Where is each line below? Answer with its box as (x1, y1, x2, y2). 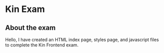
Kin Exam (5, 3, 45, 15)
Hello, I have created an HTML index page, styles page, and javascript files (5, 36, 159, 42)
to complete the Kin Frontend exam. (5, 42, 79, 48)
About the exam (5, 23, 56, 32)
